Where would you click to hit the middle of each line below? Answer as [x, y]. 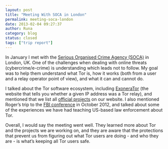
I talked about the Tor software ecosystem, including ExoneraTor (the [77, 88]
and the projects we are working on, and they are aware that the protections [84, 130]
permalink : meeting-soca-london [39, 19]
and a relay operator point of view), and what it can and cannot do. [75, 78]
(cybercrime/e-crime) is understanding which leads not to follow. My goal [81, 68]
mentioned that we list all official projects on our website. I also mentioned [82, 99]
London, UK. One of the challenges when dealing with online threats [76, 62]
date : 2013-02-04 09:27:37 [34, 24]
